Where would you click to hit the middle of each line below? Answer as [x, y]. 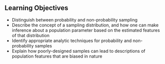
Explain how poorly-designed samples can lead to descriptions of [79, 51]
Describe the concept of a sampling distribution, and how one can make [85, 25]
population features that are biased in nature [57, 56]
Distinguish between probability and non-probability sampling [75, 20]
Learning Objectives [37, 8]
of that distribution [31, 35]
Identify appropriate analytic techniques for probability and [72, 41]
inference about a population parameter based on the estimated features [86, 30]
